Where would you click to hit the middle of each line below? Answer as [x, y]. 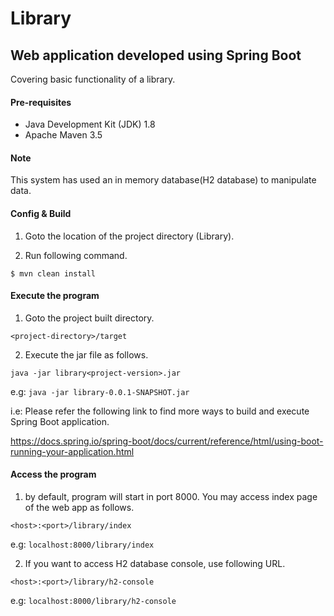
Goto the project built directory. [89, 318]
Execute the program [55, 296]
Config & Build [41, 213]
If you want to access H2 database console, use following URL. [155, 564]
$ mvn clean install [53, 273]
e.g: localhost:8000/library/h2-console [93, 601]
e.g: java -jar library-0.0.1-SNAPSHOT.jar [100, 391]
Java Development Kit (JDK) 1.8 [90, 124]
